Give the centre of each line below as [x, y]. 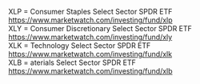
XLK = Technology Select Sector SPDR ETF [80, 46]
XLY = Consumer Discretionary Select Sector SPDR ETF [100, 28]
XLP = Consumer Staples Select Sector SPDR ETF [90, 12]
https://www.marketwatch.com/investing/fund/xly [90, 37]
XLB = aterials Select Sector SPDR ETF [72, 62]
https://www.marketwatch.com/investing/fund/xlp [91, 20]
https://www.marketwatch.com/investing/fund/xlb [91, 71]
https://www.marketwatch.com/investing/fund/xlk [90, 54]
